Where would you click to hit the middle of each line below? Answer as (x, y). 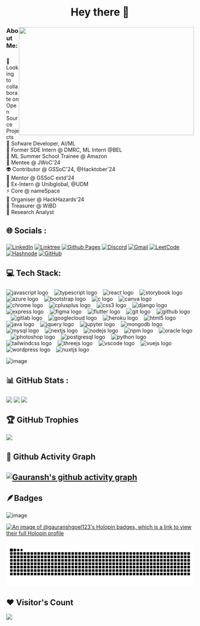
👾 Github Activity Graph (51, 457)
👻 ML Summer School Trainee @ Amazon (57, 156)
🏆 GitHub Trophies (43, 420)
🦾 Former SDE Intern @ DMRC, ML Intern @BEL (64, 150)
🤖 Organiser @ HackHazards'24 (45, 200)
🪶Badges (24, 498)
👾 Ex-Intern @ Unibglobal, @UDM (47, 184)
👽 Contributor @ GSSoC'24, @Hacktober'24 (61, 169)
